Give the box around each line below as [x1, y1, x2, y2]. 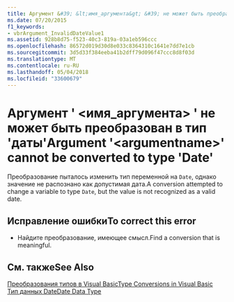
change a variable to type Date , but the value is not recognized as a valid [7, 188, 216, 196]
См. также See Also [7, 261, 94, 273]
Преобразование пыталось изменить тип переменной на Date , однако [7, 172, 217, 181]
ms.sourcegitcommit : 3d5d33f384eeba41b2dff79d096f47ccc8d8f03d [7, 50, 195, 56]
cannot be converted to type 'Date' [7, 149, 214, 165]
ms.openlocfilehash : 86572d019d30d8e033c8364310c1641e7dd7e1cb [7, 43, 195, 50]
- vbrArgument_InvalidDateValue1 [7, 29, 104, 37]
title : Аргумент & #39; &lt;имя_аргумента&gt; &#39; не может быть [7, 10, 204, 17]
